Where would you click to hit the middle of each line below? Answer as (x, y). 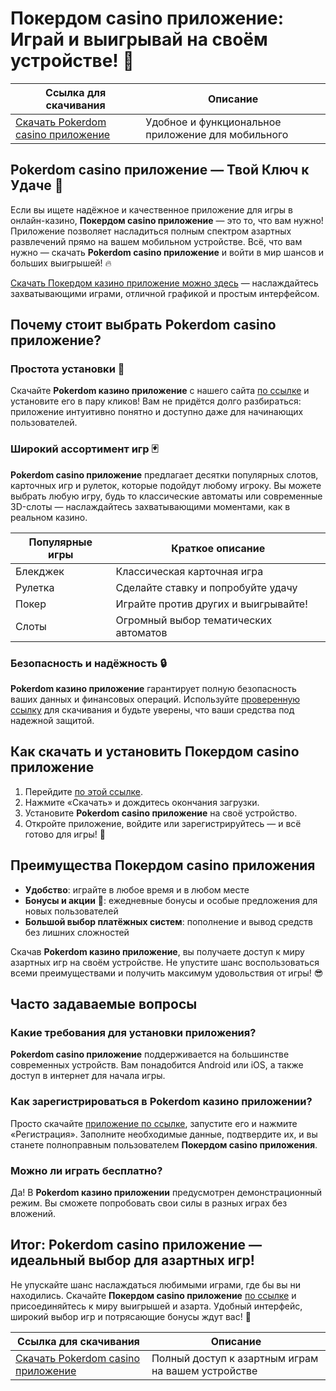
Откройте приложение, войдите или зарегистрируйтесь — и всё (163, 823)
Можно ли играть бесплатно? (86, 1170)
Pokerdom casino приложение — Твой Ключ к (160, 170)
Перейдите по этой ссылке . (83, 791)
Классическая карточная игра (189, 571)
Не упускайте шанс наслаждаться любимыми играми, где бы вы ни (156, 1284)
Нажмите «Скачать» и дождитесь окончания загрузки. (142, 802)
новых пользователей (71, 911)
